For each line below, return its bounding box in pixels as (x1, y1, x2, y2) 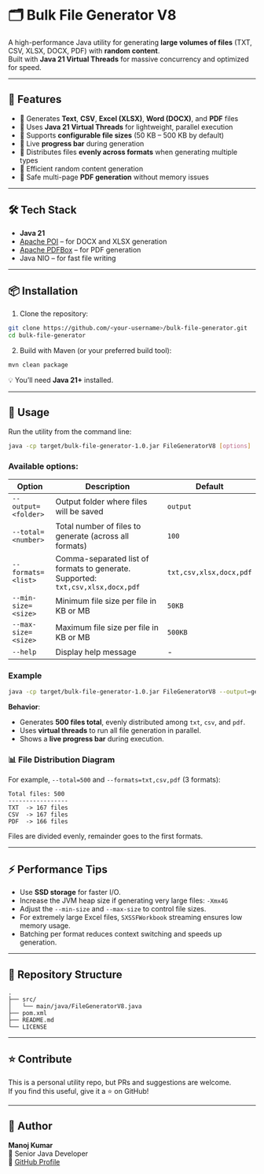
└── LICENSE (8, 1023, 47, 1031)
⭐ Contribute (8, 1053, 72, 1066)
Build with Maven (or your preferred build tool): (19, 346, 172, 355)
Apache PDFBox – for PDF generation (19, 245, 141, 254)
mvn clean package (8, 361, 68, 370)
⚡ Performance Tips (8, 863, 108, 876)
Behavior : (8, 702, 41, 712)
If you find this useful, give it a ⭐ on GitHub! (8, 1086, 149, 1095)
